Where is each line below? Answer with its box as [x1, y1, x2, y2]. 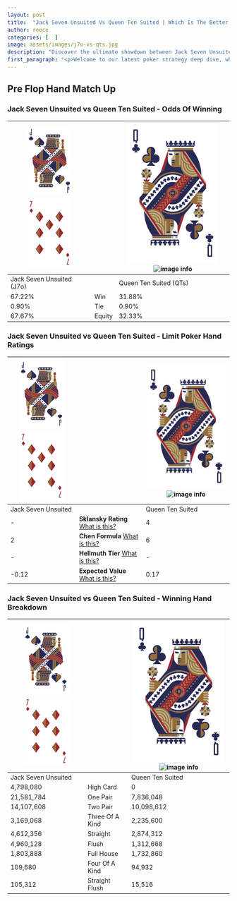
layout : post [7, 11, 46, 18]
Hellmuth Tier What [78, 549, 138, 557]
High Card [87, 783, 118, 792]
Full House [87, 849, 119, 857]
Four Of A [87, 859, 116, 868]
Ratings [7, 340, 35, 350]
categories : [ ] [7, 34, 59, 41]
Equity [94, 312, 113, 320]
